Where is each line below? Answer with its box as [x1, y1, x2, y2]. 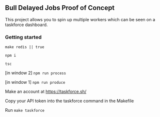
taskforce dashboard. [5, 22, 48, 27]
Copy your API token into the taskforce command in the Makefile [5, 98, 134, 104]
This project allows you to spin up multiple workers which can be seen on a [5, 16, 155, 22]
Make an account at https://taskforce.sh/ [5, 89, 86, 94]
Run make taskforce [5, 107, 45, 113]
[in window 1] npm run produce [5, 79, 65, 85]
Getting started [5, 34, 42, 40]
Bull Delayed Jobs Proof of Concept [5, 4, 115, 12]
